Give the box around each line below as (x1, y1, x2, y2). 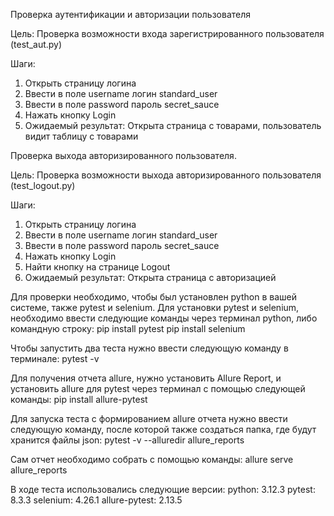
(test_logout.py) (10, 180, 76, 191)
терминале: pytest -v (10, 353, 100, 364)
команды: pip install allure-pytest (10, 394, 148, 405)
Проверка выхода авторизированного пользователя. (10, 150, 237, 161)
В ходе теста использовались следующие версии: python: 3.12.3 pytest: (10, 484, 316, 495)
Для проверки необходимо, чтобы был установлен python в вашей (10, 291, 297, 303)
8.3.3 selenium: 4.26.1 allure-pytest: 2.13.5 (10, 494, 183, 506)
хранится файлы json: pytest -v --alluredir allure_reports (10, 434, 245, 446)
